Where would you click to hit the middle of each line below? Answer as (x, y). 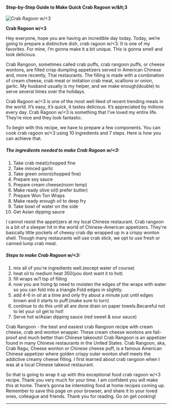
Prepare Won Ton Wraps (39, 196)
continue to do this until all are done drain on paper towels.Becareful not (89, 306)
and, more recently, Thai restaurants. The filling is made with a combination (85, 75)
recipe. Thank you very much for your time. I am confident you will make (82, 380)
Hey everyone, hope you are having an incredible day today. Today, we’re (83, 38)
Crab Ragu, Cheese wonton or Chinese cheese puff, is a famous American (84, 348)
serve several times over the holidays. (46, 91)
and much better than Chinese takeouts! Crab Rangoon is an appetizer (92, 338)
